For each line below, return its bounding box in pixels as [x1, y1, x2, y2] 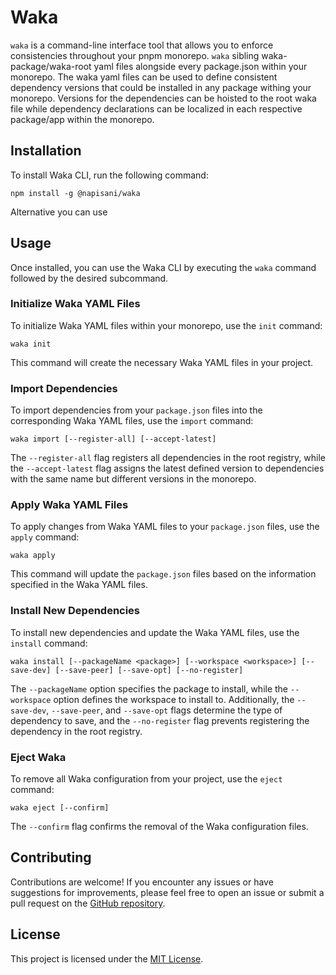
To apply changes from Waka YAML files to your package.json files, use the [10, 521, 320, 533]
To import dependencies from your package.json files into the [10, 404, 263, 416]
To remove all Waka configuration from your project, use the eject [10, 773, 283, 785]
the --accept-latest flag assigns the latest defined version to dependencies [10, 462, 325, 475]
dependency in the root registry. [10, 725, 143, 737]
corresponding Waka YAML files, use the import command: [10, 415, 254, 427]
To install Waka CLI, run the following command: [10, 169, 209, 181]
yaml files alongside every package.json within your [93, 60, 308, 72]
